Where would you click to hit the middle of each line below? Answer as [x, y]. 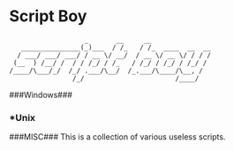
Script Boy [48, 16]
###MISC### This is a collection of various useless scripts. [117, 137]
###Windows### [41, 94]
